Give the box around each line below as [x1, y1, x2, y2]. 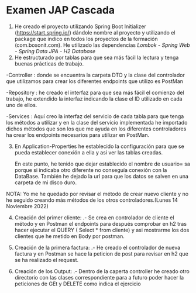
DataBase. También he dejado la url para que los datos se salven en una [14, 173, 189, 180]
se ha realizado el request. [14, 256, 79, 263]
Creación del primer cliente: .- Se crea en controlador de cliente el [14, 214, 174, 221]
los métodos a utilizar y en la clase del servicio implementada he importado [6, 119, 188, 126]
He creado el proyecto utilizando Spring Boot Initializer [14, 23, 146, 30]
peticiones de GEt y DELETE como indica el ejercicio [14, 280, 142, 287]
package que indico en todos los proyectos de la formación [14, 35, 158, 42]
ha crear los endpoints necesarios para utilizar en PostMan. [6, 131, 150, 138]
